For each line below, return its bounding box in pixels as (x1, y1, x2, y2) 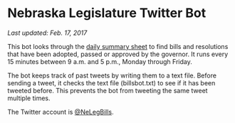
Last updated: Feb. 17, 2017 (7, 28, 88, 37)
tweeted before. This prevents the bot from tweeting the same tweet (7, 86, 208, 95)
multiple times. (7, 94, 51, 102)
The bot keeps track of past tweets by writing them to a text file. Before (7, 71, 217, 80)
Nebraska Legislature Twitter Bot (7, 5, 207, 21)
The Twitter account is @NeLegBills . (7, 107, 114, 116)
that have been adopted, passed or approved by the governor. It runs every (7, 50, 229, 58)
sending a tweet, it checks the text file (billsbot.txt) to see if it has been (7, 78, 216, 87)
